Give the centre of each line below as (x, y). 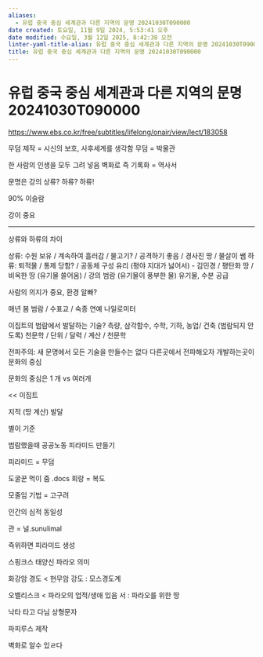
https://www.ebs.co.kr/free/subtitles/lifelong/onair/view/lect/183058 (118, 132)
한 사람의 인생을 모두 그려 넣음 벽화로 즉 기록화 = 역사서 (93, 165)
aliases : (22, 15)
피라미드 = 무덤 (31, 462)
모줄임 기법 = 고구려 (39, 495)
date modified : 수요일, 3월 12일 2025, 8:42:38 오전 (90, 37)
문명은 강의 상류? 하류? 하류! (51, 181)
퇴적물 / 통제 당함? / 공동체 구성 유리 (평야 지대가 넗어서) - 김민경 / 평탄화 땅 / (136, 265)
